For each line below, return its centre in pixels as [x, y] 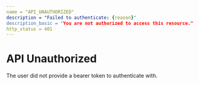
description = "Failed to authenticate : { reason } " [71, 18]
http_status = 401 [29, 29]
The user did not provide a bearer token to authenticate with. [82, 76]
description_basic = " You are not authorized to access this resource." [100, 23]
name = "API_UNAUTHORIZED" [40, 12]
